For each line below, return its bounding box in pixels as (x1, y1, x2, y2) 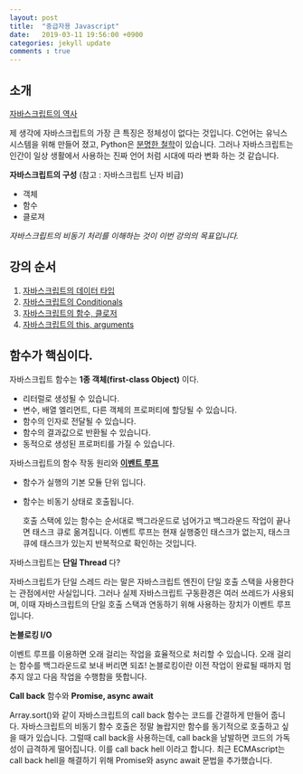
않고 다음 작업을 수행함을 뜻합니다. (25, 671, 147, 682)
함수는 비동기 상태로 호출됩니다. (22, 496, 134, 506)
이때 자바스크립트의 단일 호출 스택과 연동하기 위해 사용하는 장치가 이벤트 (21, 599, 275, 609)
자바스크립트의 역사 (9, 108, 78, 118)
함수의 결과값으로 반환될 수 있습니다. (22, 427, 151, 438)
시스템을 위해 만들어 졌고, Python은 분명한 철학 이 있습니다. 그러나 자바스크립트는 (9, 138, 294, 149)
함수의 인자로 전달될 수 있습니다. (22, 415, 137, 426)
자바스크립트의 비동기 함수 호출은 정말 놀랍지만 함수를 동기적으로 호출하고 (21, 721, 280, 732)
